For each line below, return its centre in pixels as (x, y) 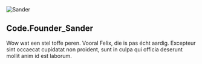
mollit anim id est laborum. (39, 56)
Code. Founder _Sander (50, 29)
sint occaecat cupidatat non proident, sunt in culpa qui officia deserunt (95, 49)
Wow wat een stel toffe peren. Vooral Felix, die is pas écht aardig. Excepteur (101, 43)
